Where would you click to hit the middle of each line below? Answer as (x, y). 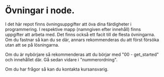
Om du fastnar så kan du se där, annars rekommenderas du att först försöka (82, 40)
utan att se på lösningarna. (32, 45)
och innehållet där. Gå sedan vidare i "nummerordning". (61, 59)
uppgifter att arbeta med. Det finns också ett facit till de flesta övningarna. (80, 34)
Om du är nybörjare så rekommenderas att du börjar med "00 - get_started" (82, 54)
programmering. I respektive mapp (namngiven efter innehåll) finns (73, 29)
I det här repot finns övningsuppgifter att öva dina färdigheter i (68, 24)
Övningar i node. (40, 11)
